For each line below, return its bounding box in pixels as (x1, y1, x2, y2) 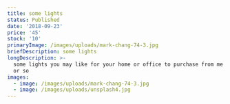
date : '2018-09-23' (7, 23, 63, 29)
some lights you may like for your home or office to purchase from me (13, 61, 224, 68)
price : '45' (7, 29, 41, 36)
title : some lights (7, 10, 63, 17)
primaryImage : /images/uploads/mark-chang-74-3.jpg (7, 42, 158, 49)
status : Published (7, 16, 60, 23)
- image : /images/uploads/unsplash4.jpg (13, 86, 131, 93)
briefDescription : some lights (7, 49, 97, 55)
